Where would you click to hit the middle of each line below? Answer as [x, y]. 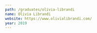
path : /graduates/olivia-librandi [40, 9]
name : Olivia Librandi [28, 14]
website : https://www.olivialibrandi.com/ [48, 18]
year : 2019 [16, 23]
